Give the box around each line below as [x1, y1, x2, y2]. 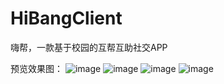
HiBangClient [10, 7, 123, 30]
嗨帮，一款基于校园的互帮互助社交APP [10, 41, 168, 53]
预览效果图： [10, 62, 63, 74]
